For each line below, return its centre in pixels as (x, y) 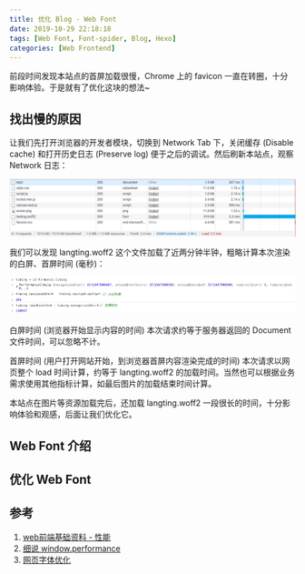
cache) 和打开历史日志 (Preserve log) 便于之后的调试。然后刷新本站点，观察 (152, 154)
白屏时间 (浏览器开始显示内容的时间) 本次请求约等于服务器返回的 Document (151, 330)
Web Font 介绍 (50, 446)
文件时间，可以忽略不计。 (57, 342)
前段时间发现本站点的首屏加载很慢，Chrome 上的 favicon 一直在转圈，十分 (149, 76)
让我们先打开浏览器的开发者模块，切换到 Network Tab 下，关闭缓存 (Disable (152, 143)
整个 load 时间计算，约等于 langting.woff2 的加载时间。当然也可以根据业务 (156, 372)
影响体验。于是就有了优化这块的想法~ (80, 87)
